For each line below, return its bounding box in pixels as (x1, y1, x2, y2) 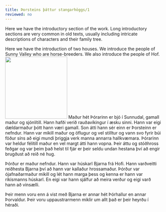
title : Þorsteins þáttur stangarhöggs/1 (5, 7, 90, 12)
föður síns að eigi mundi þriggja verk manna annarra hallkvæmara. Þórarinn (5, 135, 159, 141)
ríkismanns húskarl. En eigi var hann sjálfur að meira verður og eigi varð (5, 176, 151, 182)
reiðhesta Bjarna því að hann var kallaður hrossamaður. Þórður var (5, 166, 140, 172)
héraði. (5, 202, 20, 208)
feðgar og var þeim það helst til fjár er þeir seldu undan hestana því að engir (5, 145, 160, 151)
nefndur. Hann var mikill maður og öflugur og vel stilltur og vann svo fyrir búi (5, 130, 161, 136)
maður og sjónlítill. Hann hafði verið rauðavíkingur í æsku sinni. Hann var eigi (5, 119, 161, 125)
